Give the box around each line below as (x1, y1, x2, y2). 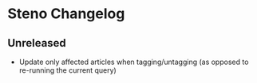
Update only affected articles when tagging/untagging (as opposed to (18, 57, 249, 66)
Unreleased (7, 36, 67, 50)
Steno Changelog (7, 5, 125, 23)
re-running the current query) (18, 66, 117, 75)
